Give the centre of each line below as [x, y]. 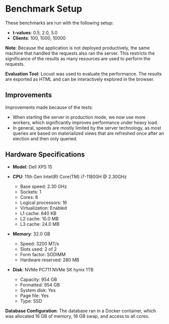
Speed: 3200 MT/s [40, 244]
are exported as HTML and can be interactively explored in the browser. [80, 79]
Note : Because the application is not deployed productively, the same [77, 48]
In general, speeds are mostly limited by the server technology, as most [87, 128]
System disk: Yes [38, 290]
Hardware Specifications [45, 155]
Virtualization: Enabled [43, 208]
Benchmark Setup [44, 9]
